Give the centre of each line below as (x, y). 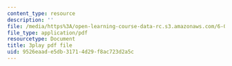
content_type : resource (41, 13)
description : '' (30, 20)
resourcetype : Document (41, 39)
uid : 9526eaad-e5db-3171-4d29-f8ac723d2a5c (71, 52)
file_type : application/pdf (48, 33)
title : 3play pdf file (40, 45)
